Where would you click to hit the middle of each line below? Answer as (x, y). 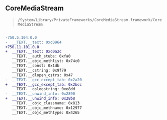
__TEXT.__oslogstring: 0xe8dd (44, 89)
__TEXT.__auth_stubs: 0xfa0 (41, 56)
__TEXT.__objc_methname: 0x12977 (47, 108)
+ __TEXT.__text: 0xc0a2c (33, 52)
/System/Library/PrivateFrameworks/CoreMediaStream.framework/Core (90, 20)
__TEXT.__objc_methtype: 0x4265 (46, 112)
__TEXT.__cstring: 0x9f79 (39, 70)
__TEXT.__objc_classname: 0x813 (46, 103)
